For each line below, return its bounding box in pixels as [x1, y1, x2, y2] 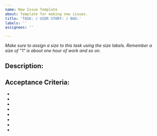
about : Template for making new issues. [5, 12, 88, 16]
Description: [5, 61, 44, 70]
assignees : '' [5, 25, 34, 30]
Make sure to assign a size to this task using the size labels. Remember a [5, 43, 152, 48]
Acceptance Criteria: [5, 78, 70, 86]
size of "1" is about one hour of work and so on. [5, 48, 101, 54]
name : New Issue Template [5, 7, 57, 12]
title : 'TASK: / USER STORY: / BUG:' [5, 16, 82, 21]
